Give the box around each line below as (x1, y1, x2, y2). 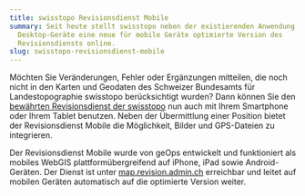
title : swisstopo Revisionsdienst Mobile (9, 13, 169, 23)
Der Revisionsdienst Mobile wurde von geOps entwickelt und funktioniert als (9, 147, 297, 159)
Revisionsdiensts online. (17, 38, 117, 48)
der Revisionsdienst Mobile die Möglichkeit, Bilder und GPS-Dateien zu (9, 120, 275, 132)
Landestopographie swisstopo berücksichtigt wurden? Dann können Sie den (9, 92, 296, 103)
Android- (245, 157, 280, 168)
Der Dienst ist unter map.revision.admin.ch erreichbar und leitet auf (44, 167, 297, 178)
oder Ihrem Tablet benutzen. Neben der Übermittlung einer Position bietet (9, 111, 286, 122)
